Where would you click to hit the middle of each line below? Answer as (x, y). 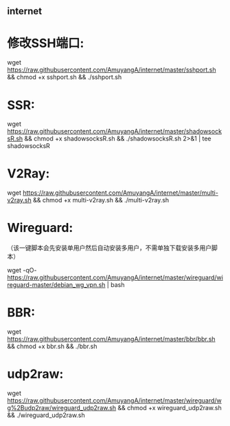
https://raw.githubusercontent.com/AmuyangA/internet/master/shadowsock (114, 131)
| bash (116, 285)
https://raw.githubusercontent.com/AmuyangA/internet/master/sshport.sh (112, 70)
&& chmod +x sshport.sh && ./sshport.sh (65, 77)
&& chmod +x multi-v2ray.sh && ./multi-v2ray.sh (101, 200)
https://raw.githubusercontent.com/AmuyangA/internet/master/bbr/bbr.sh (111, 339)
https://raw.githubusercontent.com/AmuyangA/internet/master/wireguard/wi (115, 277)
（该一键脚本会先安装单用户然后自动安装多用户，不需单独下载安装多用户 (109, 248)
